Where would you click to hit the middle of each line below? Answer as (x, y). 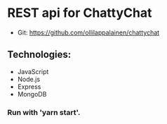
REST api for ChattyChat (80, 13)
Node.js (29, 79)
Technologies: (39, 55)
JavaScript (33, 71)
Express (29, 87)
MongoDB (32, 94)
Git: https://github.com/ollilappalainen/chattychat (88, 32)
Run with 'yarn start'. (44, 112)
